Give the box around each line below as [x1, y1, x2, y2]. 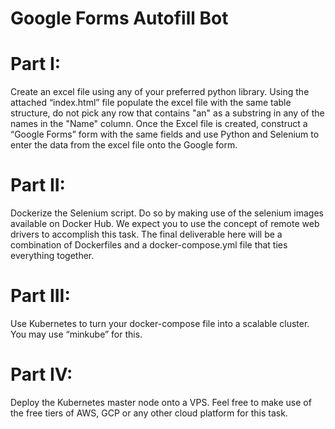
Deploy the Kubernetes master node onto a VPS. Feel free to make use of [10, 396, 312, 408]
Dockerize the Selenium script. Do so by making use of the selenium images [10, 207, 324, 219]
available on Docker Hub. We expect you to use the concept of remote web [10, 218, 320, 230]
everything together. [10, 250, 95, 262]
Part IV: [10, 363, 73, 386]
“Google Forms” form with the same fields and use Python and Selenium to [10, 128, 320, 141]
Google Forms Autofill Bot [10, 7, 229, 30]
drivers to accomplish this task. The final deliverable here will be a [10, 228, 283, 241]
